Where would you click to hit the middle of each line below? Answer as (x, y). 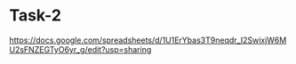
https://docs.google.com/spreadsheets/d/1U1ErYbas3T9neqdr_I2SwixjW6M (148, 40)
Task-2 (36, 16)
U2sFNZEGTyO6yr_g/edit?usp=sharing (80, 49)
